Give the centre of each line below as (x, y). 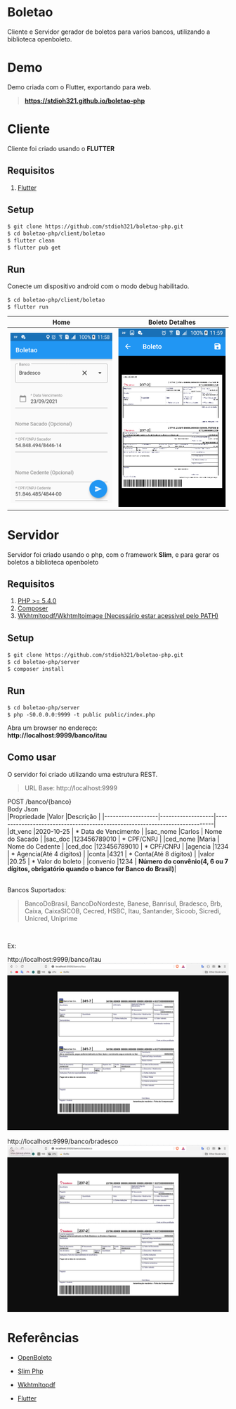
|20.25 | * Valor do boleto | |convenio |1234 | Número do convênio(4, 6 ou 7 (118, 861)
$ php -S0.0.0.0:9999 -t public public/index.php (81, 715)
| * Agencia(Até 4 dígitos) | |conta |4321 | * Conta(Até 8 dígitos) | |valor (111, 854)
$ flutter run (28, 307)
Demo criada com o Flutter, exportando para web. (79, 87)
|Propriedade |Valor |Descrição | (54, 816)
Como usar (32, 758)
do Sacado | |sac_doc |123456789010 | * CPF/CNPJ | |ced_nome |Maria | (113, 839)
